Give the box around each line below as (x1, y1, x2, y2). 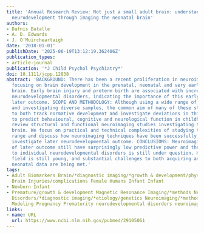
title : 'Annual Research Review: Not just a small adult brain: (6, 8, 172, 15)
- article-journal (6, 59, 53, 66)
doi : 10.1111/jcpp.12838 (6, 71, 69, 77)
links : (6, 206, 23, 212)
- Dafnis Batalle (6, 25, 50, 32)
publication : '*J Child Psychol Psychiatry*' (6, 65, 123, 72)
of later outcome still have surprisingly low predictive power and (12, 144, 189, 150)
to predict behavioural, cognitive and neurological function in (12, 116, 181, 122)
